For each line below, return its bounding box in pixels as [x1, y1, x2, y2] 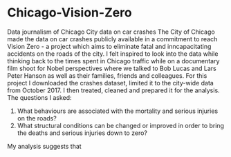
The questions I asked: [7, 93, 72, 101]
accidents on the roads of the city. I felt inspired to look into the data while [7, 50, 219, 58]
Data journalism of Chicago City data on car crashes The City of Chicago [7, 28, 216, 36]
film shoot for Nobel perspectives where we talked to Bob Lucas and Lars [7, 64, 216, 72]
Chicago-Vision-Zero [7, 5, 133, 21]
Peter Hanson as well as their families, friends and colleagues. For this [7, 71, 207, 80]
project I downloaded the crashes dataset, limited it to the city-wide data [7, 78, 214, 87]
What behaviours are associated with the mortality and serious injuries [17, 107, 219, 115]
